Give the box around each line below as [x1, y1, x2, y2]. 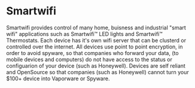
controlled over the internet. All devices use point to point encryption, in [6, 43, 183, 50]
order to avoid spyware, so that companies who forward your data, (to [6, 49, 179, 56]
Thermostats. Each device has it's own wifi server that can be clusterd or [6, 37, 187, 44]
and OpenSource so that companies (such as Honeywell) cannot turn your [6, 68, 190, 75]
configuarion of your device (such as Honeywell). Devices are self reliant [6, 62, 185, 69]
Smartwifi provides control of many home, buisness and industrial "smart [6, 24, 187, 31]
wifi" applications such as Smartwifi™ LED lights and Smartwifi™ [6, 30, 163, 37]
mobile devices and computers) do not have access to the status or [6, 56, 172, 63]
